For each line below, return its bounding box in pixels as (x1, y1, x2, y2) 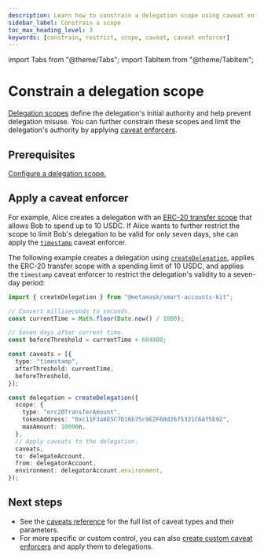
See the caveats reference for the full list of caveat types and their (19, 517, 234, 526)
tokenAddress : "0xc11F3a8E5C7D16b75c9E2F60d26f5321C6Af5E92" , (22, 416, 230, 424)
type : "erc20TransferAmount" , (22, 408, 122, 417)
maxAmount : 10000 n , (22, 423, 86, 431)
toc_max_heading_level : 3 (8, 26, 93, 34)
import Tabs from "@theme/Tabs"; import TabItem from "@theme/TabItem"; (8, 55, 254, 64)
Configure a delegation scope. (8, 169, 107, 178)
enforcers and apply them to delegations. (19, 542, 153, 551)
